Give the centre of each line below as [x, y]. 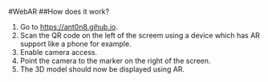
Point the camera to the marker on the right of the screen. [115, 61]
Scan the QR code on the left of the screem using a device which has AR [140, 35]
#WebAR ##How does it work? [59, 12]
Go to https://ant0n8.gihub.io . [69, 27]
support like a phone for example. [75, 44]
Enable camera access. [59, 52]
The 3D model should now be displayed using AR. [102, 69]
